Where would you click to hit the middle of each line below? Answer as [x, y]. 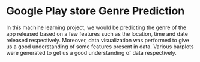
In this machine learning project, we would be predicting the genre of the [96, 27]
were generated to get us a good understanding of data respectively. [91, 52]
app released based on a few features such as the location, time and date [97, 33]
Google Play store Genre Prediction [95, 11]
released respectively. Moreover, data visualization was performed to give [98, 40]
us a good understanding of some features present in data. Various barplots [100, 46]
